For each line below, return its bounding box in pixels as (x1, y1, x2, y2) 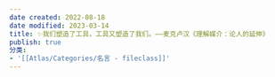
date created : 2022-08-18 (9, 12, 105, 22)
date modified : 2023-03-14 (9, 21, 109, 30)
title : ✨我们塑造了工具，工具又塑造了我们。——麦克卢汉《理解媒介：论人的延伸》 (9, 29, 270, 38)
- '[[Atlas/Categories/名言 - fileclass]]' (9, 54, 171, 63)
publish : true (9, 37, 62, 47)
